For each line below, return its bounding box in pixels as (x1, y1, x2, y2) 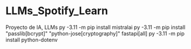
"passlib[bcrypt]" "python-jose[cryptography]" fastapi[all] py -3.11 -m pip (5, 30, 185, 37)
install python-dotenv (5, 36, 58, 43)
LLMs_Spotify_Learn (5, 4, 108, 18)
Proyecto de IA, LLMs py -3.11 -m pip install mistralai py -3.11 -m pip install (5, 24, 186, 31)
